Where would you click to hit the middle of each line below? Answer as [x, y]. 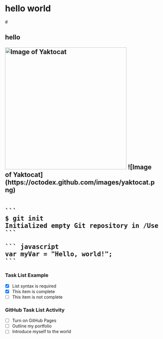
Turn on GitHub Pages [34, 320]
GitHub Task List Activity [35, 310]
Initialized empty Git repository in [72, 226]
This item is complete [33, 291]
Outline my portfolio [32, 326]
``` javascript [32, 247]
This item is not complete [37, 297]
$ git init [24, 219]
